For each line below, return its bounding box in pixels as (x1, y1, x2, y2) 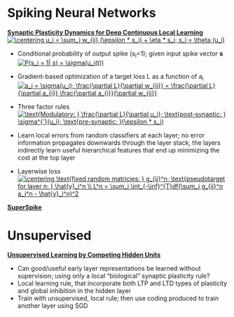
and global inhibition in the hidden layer (17, 287, 132, 295)
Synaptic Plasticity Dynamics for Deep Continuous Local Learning (7, 28, 203, 37)
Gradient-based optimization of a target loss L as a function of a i (17, 72, 204, 82)
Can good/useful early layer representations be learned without (17, 264, 201, 273)
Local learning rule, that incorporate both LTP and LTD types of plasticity (17, 279, 228, 287)
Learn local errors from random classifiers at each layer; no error (17, 131, 205, 139)
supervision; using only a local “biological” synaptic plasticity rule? (17, 272, 210, 280)
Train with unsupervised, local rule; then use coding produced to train (17, 294, 219, 303)
